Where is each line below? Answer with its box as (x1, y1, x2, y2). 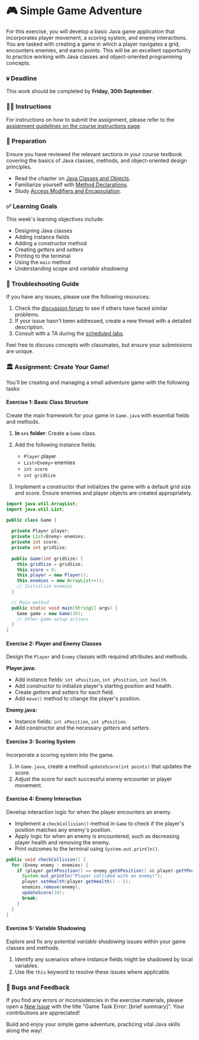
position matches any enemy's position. (14, 826, 112, 833)
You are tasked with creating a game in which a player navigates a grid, (6, 40, 180, 47)
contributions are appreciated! (6, 1009, 80, 1016)
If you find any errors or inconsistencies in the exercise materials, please (6, 996, 184, 1003)
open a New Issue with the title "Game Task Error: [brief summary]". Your (6, 1003, 185, 1010)
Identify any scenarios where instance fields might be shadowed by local (14, 956, 193, 963)
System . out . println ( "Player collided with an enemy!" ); (21, 873, 163, 879)
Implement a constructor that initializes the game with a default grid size (14, 483, 191, 490)
